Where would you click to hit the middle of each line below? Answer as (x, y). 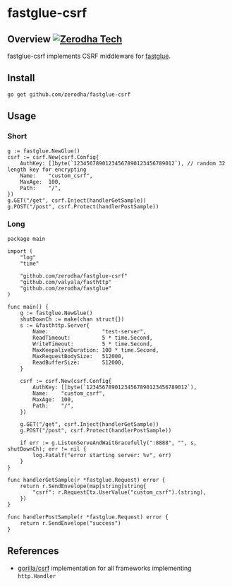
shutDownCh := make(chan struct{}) (72, 319)
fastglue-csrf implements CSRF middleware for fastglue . (89, 56)
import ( (20, 251)
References (33, 551)
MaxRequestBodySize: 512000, (79, 356)
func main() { (28, 307)
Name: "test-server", (90, 331)
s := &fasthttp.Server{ (55, 325)
